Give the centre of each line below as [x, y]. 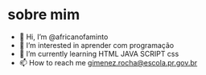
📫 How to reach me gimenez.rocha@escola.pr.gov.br [108, 62]
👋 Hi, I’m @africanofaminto [64, 37]
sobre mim [44, 15]
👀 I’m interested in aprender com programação [97, 45]
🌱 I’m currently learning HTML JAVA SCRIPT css [99, 53]
